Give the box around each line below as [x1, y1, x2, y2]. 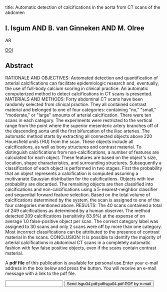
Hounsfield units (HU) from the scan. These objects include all [5, 138, 133, 144]
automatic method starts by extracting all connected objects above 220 [5, 133, 152, 139]
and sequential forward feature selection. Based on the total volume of [5, 191, 150, 197]
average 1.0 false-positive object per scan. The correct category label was [5, 218, 158, 224]
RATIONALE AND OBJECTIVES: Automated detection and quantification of [5, 74, 158, 80]
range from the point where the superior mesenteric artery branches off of [5, 122, 159, 128]
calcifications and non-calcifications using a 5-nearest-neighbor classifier [5, 186, 158, 192]
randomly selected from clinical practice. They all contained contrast [5, 101, 146, 107]
